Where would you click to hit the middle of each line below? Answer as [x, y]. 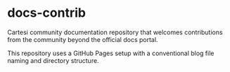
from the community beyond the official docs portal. [83, 39]
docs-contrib [47, 13]
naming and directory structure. [53, 60]
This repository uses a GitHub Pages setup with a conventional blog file [111, 53]
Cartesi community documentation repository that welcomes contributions [115, 32]
